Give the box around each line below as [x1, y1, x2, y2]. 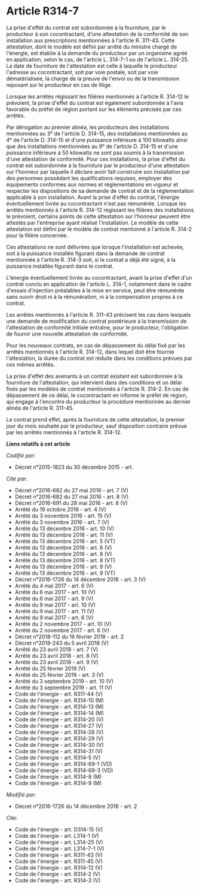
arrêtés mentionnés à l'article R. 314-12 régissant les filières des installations [6, 206, 194, 213]
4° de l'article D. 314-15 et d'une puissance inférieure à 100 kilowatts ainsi [6, 136, 188, 143]
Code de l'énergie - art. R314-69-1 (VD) [14, 760, 112, 767]
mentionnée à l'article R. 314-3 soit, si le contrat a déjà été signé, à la [6, 256, 176, 263]
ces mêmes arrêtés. [6, 361, 56, 368]
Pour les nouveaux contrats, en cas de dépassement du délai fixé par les [6, 341, 186, 349]
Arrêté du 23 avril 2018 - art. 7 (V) [14, 646, 99, 653]
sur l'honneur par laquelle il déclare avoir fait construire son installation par [6, 168, 190, 175]
